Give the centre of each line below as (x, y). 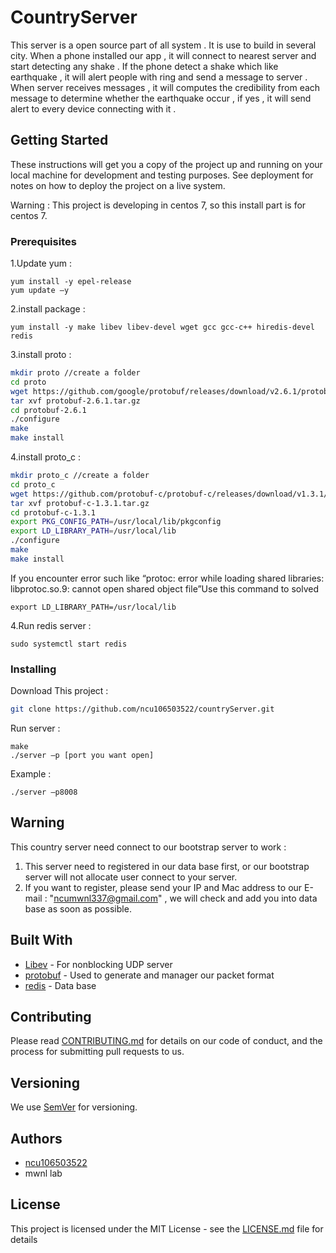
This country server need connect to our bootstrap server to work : (148, 847)
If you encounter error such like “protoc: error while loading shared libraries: (167, 578)
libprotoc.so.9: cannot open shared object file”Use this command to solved (165, 588)
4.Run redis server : (51, 625)
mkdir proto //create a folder (75, 373)
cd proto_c (33, 484)
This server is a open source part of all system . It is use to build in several (163, 45)
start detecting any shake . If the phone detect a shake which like (144, 66)
